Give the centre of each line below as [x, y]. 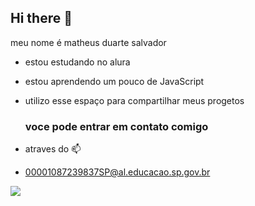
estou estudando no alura [77, 62]
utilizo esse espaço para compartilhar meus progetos [134, 100]
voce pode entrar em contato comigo [116, 126]
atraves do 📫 [53, 149]
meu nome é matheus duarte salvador [88, 42]
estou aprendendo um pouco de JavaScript [114, 81]
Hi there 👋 [41, 18]
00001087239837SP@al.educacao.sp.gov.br [117, 172]
